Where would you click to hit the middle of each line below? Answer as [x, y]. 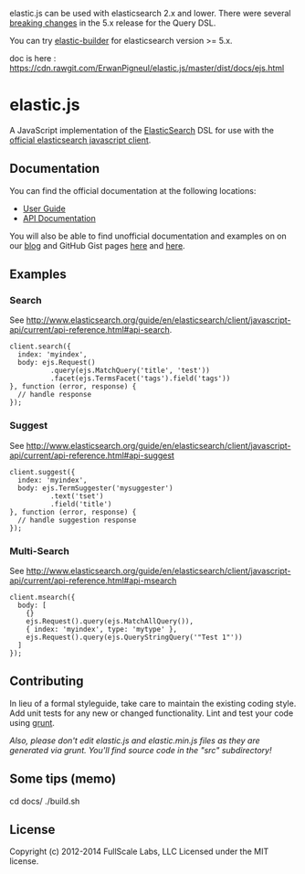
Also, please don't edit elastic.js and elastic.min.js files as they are [135, 741]
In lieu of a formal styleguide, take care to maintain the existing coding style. [153, 703]
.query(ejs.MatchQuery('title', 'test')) [130, 371]
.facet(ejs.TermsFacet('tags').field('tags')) [140, 378]
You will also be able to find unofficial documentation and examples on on [148, 236]
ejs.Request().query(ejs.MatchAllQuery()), [110, 622]
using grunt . [32, 722]
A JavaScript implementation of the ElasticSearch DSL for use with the [142, 130]
